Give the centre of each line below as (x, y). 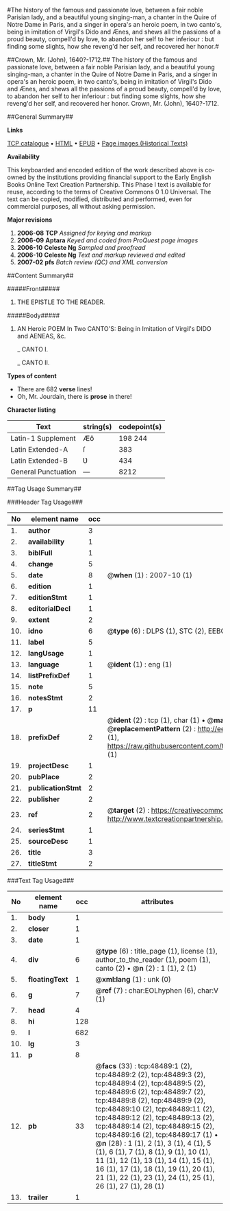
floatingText (48, 979)
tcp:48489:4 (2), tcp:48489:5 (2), (151, 1083)
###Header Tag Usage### (45, 502)
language (44, 664)
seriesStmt (47, 830)
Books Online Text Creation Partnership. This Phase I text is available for (109, 184)
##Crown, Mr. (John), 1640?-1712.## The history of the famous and (102, 60)
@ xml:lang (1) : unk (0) (133, 979)
